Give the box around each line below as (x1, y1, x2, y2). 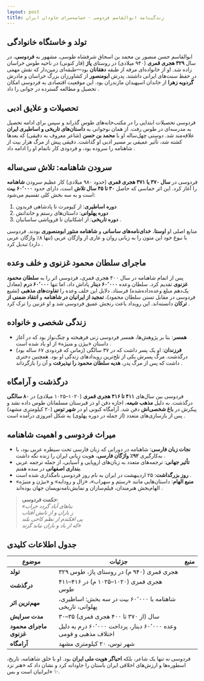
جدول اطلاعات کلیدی (7, 539, 77, 550)
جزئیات (109, 557, 128, 565)
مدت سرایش (10, 613, 44, 620)
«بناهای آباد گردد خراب (21, 502, 73, 510)
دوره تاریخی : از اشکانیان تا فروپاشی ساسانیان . (15, 216, 122, 223)
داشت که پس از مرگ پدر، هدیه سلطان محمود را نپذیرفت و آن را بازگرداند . (15, 359, 183, 367)
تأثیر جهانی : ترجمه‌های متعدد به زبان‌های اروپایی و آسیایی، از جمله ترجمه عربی (15, 459, 190, 466)
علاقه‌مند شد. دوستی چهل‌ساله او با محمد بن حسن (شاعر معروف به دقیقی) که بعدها (7, 131, 194, 139)
